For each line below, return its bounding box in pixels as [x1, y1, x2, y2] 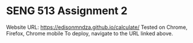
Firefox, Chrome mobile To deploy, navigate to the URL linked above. [6, 29, 173, 37]
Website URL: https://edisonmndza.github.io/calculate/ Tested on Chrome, [6, 24, 188, 31]
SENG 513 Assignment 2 [6, 4, 128, 18]
